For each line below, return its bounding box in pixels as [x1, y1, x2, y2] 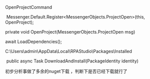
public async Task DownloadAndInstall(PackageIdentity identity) [6, 58, 139, 64]
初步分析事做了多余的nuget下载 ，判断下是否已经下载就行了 [5, 68, 128, 74]
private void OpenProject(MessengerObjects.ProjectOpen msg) [5, 29, 136, 34]
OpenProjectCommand [5, 4, 52, 10]
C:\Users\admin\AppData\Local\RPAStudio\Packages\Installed [5, 48, 132, 54]
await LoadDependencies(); [5, 38, 62, 44]
